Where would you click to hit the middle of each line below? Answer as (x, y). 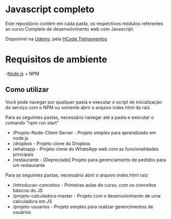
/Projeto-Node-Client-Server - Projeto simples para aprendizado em (84, 132)
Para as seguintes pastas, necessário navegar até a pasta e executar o (80, 117)
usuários (22, 212)
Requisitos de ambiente (56, 59)
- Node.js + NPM (22, 74)
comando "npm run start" (32, 123)
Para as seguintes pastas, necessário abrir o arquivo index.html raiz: (77, 175)
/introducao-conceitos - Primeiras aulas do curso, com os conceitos (84, 185)
